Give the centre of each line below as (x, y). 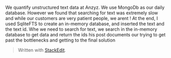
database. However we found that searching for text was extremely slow (82, 13)
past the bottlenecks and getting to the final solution (60, 40)
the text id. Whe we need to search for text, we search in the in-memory (81, 29)
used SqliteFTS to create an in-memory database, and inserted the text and (85, 24)
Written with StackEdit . (42, 50)
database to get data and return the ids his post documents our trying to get (85, 35)
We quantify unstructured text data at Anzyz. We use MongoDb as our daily (85, 7)
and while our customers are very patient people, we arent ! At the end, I (82, 18)
